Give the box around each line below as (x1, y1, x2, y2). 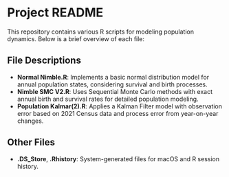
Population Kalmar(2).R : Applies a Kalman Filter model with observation (17, 102, 222, 110)
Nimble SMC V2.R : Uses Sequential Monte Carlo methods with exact (17, 87, 213, 95)
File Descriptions (7, 55, 81, 67)
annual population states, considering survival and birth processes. (17, 80, 208, 88)
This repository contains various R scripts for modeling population (7, 27, 195, 36)
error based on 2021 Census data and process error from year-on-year (17, 109, 219, 117)
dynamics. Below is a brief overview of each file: (7, 34, 145, 43)
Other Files (7, 137, 56, 148)
